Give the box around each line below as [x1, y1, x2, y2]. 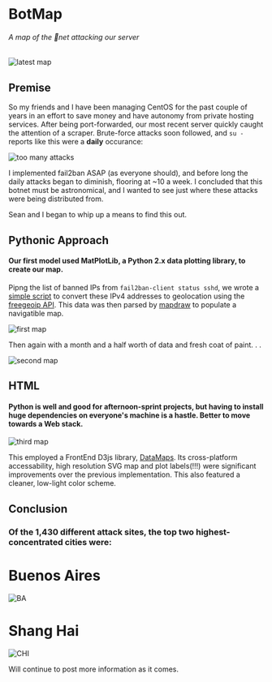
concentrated [8, 536, 63, 547]
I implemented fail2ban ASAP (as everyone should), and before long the [8, 168, 248, 178]
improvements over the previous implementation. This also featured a [8, 470, 241, 479]
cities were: [64, 536, 112, 547]
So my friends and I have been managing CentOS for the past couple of [8, 102, 248, 112]
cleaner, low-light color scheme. [8, 478, 116, 488]
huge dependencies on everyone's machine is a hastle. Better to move [8, 410, 251, 420]
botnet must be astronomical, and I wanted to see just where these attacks [8, 186, 258, 195]
